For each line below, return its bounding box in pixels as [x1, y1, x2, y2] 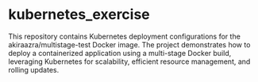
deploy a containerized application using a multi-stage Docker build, [8, 48, 232, 58]
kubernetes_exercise [8, 6, 151, 24]
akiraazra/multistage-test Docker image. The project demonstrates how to [8, 39, 251, 49]
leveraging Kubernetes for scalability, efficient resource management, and [8, 57, 251, 66]
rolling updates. [8, 65, 60, 74]
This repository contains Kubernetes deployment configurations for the [8, 32, 241, 41]
